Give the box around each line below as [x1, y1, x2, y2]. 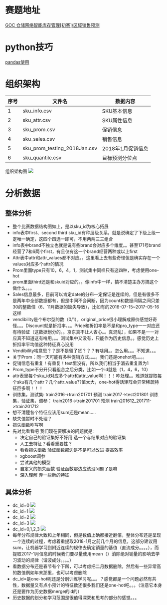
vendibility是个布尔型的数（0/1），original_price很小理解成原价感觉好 [12, 316, 153, 322]
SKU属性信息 [102, 117, 133, 124]
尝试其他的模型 [19, 459, 51, 465]
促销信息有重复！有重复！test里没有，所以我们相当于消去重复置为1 [12, 360, 149, 366]
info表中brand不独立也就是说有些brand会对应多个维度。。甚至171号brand [12, 242, 161, 248]
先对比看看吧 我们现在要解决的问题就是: [12, 428, 94, 434]
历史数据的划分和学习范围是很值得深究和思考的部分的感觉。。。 [12, 594, 140, 600]
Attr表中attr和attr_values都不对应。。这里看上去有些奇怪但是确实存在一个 [12, 254, 161, 260]
